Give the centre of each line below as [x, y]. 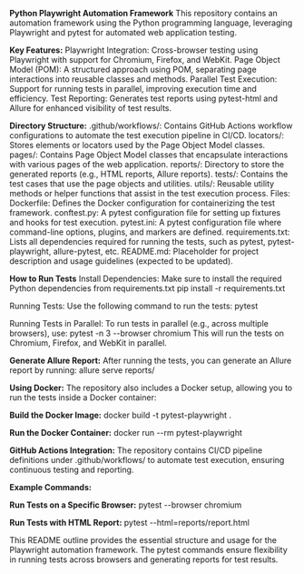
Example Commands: [51, 487]
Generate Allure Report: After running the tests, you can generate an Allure [151, 360]
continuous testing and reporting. [72, 469]
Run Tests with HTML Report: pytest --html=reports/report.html [129, 523]
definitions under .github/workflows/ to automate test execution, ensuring [147, 460]
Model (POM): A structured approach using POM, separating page [133, 69]
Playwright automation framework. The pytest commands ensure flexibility [148, 550]
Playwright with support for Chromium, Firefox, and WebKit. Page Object [145, 60]
